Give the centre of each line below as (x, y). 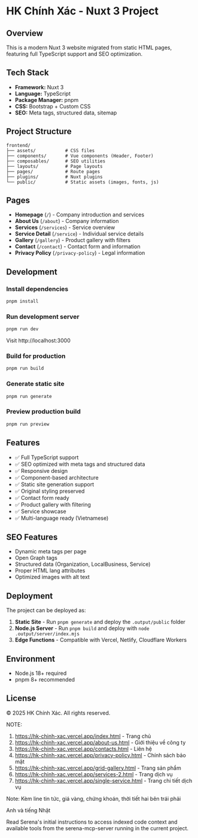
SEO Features (32, 537)
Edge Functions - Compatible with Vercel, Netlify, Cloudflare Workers (101, 640)
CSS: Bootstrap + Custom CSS (53, 106)
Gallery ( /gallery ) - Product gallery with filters (72, 240)
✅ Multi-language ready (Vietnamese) (62, 518)
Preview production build (43, 412)
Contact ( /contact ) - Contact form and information (77, 246)
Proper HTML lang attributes (50, 571)
